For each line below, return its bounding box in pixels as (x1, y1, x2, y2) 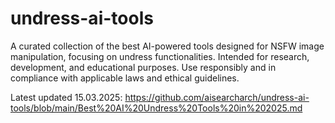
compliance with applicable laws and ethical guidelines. (10, 72, 240, 84)
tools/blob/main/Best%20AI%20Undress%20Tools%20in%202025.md (10, 102, 303, 114)
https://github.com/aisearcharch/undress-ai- (124, 91, 310, 103)
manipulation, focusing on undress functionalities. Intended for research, (10, 50, 310, 62)
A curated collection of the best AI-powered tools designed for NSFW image (10, 40, 325, 52)
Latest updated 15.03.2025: (10, 91, 123, 103)
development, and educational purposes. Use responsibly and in (10, 61, 277, 73)
